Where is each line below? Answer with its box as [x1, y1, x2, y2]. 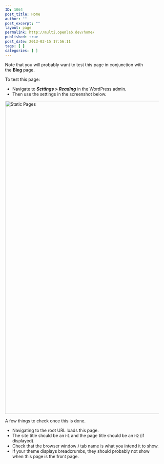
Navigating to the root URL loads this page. [12, 427, 99, 433]
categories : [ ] [5, 48, 38, 53]
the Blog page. [5, 67, 35, 73]
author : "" [5, 16, 27, 21]
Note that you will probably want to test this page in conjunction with [5, 62, 143, 68]
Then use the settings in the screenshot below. [12, 91, 106, 97]
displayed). [12, 438, 35, 443]
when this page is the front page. [12, 453, 79, 459]
